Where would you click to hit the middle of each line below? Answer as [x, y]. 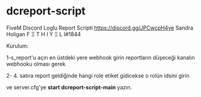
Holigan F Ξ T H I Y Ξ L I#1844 [44, 34]
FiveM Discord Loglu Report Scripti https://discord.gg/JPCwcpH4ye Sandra [100, 28]
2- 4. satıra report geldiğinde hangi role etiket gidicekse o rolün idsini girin [98, 75]
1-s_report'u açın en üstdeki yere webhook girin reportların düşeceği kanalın [100, 57]
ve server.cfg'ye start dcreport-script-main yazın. [69, 87]
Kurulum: [17, 46]
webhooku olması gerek [36, 64]
